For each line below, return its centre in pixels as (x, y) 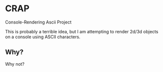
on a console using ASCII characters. (43, 37)
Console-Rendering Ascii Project (38, 22)
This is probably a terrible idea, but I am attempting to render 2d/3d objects (82, 31)
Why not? (15, 64)
